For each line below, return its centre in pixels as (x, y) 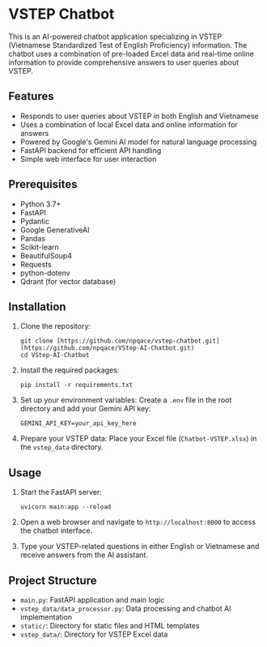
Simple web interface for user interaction (88, 159)
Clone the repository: (55, 326)
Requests (36, 264)
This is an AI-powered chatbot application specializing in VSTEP (115, 36)
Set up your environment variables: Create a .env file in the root (126, 400)
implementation (46, 617)
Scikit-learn (39, 247)
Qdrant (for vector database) (68, 281)
